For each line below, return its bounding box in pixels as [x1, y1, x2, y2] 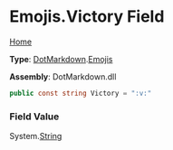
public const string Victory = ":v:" [9, 89, 152, 98]
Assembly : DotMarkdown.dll [9, 70, 117, 82]
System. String [9, 131, 62, 142]
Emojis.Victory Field [9, 6, 165, 27]
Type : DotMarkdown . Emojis [9, 53, 113, 64]
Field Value [9, 110, 60, 123]
